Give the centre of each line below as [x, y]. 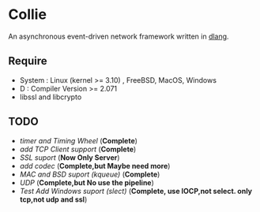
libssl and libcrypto [51, 97]
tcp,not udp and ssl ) [53, 199]
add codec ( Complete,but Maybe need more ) [95, 166]
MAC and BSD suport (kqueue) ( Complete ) [90, 174]
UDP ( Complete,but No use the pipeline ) [87, 182]
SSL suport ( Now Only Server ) [70, 157]
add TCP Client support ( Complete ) [78, 149]
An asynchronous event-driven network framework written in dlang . [119, 36]
